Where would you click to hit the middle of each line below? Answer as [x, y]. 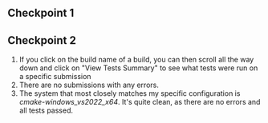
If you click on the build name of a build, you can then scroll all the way [136, 60]
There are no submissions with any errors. [89, 85]
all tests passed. [46, 110]
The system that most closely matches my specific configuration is [130, 93]
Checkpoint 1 [41, 13]
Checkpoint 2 [42, 40]
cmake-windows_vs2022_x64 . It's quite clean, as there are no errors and [140, 102]
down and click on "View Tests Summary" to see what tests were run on [138, 68]
